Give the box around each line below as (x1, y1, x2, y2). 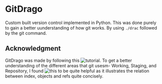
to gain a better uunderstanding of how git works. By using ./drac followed (5, 25, 158, 30)
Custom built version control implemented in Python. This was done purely (5, 20, 157, 26)
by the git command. (5, 30, 47, 36)
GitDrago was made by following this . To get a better (5, 57, 132, 63)
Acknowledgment (5, 44, 61, 53)
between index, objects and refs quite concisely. (5, 73, 103, 79)
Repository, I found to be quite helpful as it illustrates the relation (5, 68, 149, 74)
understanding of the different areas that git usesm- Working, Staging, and (5, 62, 157, 68)
